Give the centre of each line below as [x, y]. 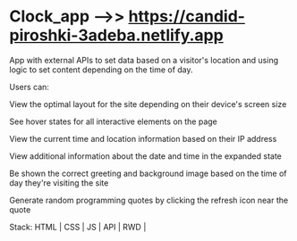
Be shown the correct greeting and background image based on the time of [148, 173]
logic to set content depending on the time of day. [102, 70]
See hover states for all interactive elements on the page [113, 121]
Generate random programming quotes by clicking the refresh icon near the [149, 200]
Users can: [29, 87]
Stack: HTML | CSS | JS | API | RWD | [78, 227]
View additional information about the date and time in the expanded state [145, 156]
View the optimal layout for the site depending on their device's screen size [148, 104]
